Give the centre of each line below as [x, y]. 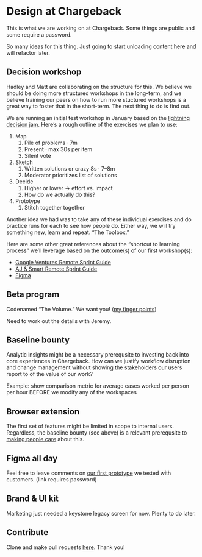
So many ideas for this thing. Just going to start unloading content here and [101, 46]
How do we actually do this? [60, 194]
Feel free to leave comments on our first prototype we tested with [89, 473]
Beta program [33, 295]
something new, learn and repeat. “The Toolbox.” [68, 232]
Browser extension [43, 412]
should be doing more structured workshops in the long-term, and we [94, 93]
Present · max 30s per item [58, 149]
